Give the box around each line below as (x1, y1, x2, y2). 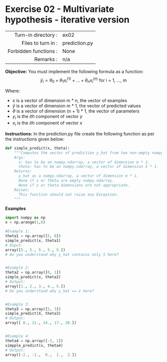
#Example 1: (5, 229, 30, 234)
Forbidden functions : (7, 47, 58, 54)
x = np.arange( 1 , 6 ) (5, 220, 46, 225)
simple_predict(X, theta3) (5, 311, 61, 316)
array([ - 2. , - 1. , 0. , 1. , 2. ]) (5, 352, 77, 357)
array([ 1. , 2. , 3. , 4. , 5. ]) (5, 284, 66, 289)
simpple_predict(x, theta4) (5, 343, 64, 348)
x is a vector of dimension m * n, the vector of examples (12, 98, 128, 104)
